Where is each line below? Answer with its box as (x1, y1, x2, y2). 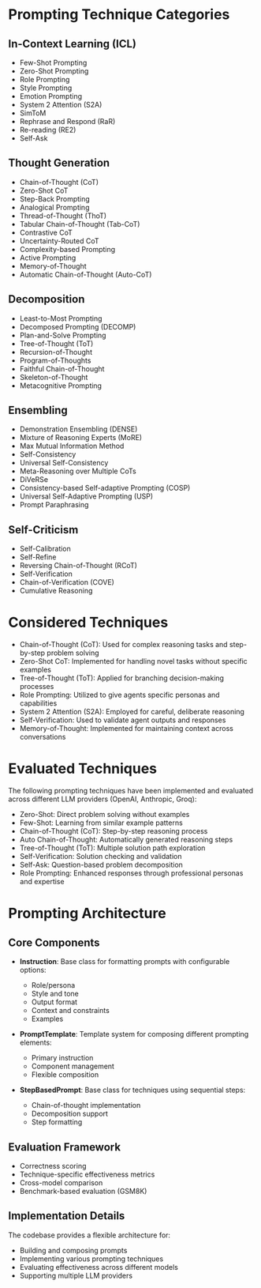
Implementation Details (8, 1209, 125, 1222)
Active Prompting (19, 253, 76, 262)
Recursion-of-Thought (19, 347, 93, 356)
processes (19, 682, 54, 691)
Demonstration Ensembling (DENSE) (19, 424, 138, 434)
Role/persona (31, 981, 76, 990)
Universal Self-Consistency (19, 458, 109, 468)
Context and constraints (31, 1006, 110, 1015)
